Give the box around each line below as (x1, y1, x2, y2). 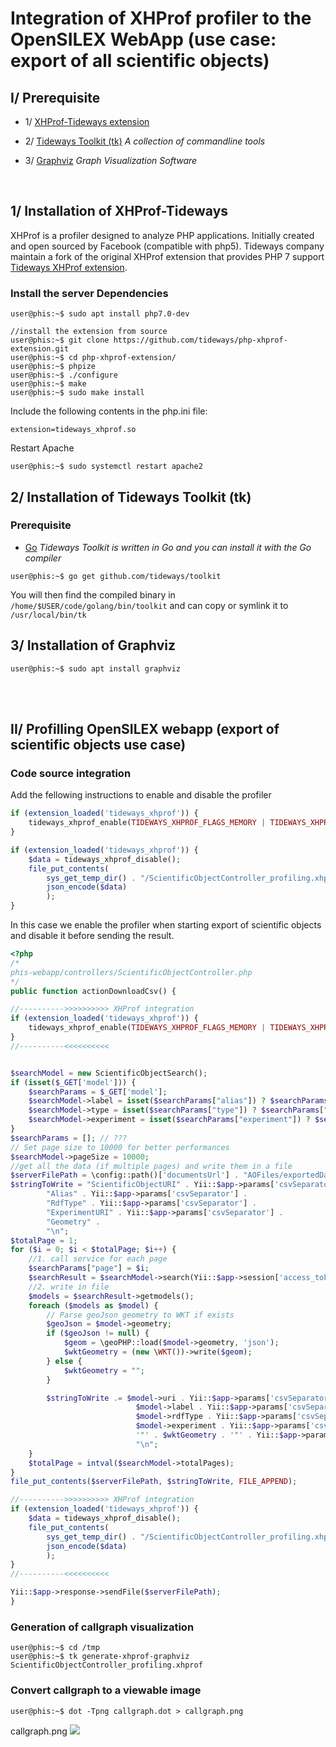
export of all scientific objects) (10, 50, 270, 72)
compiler (24, 552, 62, 564)
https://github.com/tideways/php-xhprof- (113, 335, 288, 346)
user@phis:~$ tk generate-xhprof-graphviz (10, 1652, 190, 1662)
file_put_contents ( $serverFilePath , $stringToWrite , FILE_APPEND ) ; (10, 1477, 298, 1487)
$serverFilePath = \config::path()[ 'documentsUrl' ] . (10, 1170, 240, 1181)
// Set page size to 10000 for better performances (10, 1142, 230, 1152)
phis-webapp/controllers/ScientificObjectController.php (10, 967, 253, 977)
